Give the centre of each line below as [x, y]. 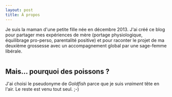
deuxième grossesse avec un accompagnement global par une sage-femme [86, 45]
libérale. [14, 51]
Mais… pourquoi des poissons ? [57, 71]
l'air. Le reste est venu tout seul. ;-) [42, 89]
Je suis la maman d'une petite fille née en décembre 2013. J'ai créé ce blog [85, 29]
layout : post [19, 10]
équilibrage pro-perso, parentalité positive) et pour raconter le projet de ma [85, 40]
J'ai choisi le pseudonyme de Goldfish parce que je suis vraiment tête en [82, 84]
